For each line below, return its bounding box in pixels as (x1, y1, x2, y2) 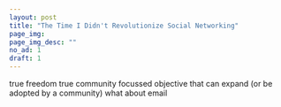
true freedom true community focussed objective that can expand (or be (9, 79, 273, 88)
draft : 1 (9, 54, 42, 63)
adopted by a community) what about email (9, 88, 168, 98)
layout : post (9, 12, 57, 22)
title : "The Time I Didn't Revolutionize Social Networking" (9, 21, 239, 30)
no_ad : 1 (9, 46, 42, 55)
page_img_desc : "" (9, 37, 77, 47)
